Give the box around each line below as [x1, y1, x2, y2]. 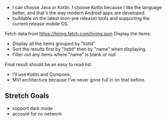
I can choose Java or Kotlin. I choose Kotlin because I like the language [12, 5, 162, 10]
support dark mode [12, 105, 53, 111]
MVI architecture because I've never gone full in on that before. [12, 77, 146, 83]
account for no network [12, 110, 62, 117]
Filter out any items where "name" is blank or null [12, 51, 116, 57]
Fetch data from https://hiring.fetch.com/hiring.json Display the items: [5, 31, 152, 36]
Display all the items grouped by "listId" [12, 41, 96, 47]
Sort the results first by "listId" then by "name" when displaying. [12, 46, 147, 52]
